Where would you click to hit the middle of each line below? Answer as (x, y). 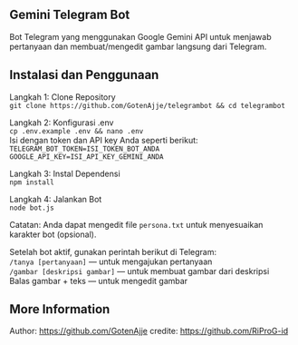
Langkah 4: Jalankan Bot (56, 199)
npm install (32, 182)
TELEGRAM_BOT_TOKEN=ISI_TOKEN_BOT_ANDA (85, 149)
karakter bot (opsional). (53, 234)
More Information (60, 309)
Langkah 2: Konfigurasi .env (62, 123)
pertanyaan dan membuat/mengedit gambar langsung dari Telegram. (138, 46)
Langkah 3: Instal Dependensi (65, 173)
